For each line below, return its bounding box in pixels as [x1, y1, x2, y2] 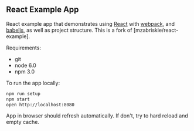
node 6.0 [14, 62, 36, 69]
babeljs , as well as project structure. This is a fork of [6, 26, 132, 33]
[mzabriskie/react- [133, 26, 179, 33]
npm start [6, 96, 30, 102]
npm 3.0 [14, 68, 35, 75]
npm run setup [6, 90, 41, 96]
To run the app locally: [6, 79, 60, 86]
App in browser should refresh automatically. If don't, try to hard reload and [6, 112, 189, 119]
